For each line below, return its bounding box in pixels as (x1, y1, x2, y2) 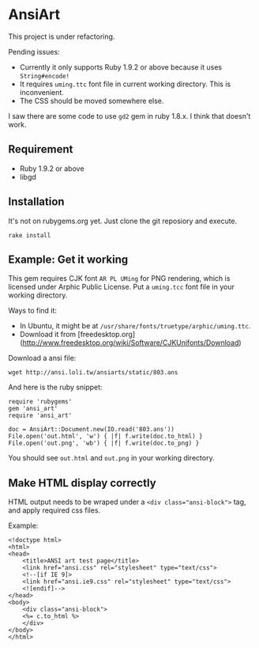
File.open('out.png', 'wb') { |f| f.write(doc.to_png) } (8, 439, 200, 448)
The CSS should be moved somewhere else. (19, 96, 164, 105)
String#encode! (19, 72, 70, 80)
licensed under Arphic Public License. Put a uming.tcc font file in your (8, 282, 235, 292)
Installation (8, 195, 65, 209)
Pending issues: (8, 47, 61, 56)
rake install (8, 231, 51, 239)
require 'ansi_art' (8, 411, 73, 420)
